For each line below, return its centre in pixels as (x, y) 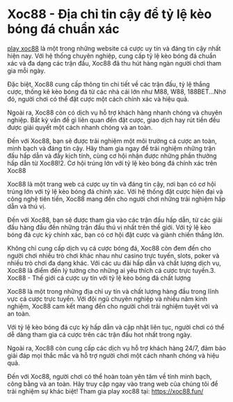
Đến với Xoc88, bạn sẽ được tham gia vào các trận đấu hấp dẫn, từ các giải (115, 220)
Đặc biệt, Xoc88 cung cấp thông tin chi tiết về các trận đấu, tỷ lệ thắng (109, 84)
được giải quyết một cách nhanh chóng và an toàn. (80, 127)
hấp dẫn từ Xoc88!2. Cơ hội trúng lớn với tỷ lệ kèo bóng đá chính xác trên (112, 163)
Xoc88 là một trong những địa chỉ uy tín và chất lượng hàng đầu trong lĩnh (113, 291)
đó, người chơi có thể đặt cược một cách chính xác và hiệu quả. (98, 99)
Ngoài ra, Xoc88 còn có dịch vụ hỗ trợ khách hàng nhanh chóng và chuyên (115, 112)
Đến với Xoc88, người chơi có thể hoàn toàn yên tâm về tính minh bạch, (110, 376)
